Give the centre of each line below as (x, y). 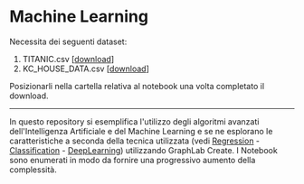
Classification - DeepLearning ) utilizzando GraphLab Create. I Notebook (143, 150)
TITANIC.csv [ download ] (68, 59)
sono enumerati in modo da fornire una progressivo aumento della (133, 160)
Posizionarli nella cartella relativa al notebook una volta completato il (137, 86)
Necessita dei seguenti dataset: (68, 41)
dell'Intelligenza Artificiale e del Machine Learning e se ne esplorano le (141, 131)
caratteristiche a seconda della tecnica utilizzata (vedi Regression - (135, 141)
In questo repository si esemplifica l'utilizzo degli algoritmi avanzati (134, 121)
